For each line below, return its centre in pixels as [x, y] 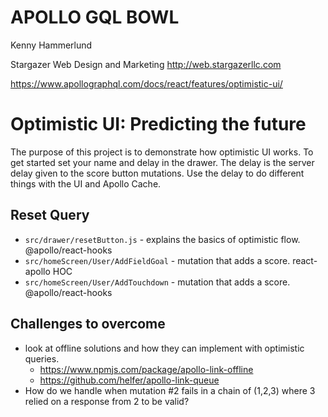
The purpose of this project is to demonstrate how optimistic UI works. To [162, 152]
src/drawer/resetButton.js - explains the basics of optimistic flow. [162, 239]
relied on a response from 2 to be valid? [107, 401]
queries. [42, 358]
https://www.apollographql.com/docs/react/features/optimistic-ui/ [146, 83]
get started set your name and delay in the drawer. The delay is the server [162, 162]
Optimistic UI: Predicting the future [158, 124]
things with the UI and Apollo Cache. [86, 183]
